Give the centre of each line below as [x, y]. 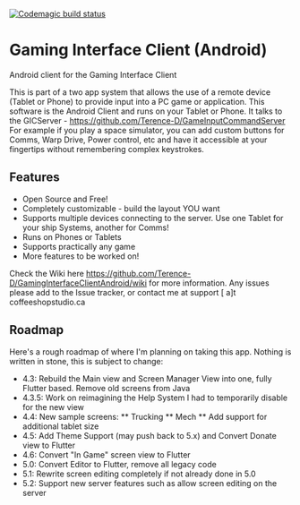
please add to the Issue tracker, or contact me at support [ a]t [123, 292]
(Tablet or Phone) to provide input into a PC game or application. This [137, 101]
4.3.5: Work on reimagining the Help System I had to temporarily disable [155, 398]
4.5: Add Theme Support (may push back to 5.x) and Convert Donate [150, 435]
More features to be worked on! [81, 256]
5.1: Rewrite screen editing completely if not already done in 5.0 [139, 474]
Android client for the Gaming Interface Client [93, 74]
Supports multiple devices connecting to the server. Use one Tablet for [153, 218]
